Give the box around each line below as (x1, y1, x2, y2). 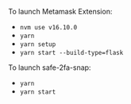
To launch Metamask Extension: (8, 7, 113, 16)
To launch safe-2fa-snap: (8, 63, 91, 72)
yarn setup (19, 40, 56, 48)
